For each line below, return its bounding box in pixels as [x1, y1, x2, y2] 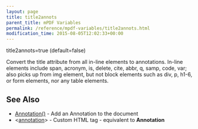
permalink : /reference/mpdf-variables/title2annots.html [6, 25, 150, 31]
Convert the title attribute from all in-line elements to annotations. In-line [6, 59, 183, 66]
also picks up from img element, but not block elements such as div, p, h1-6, [6, 71, 193, 78]
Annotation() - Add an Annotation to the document [14, 110, 139, 117]
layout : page [6, 8, 39, 15]
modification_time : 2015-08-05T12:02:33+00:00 [6, 31, 124, 37]
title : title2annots [6, 14, 58, 20]
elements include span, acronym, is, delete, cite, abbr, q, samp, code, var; [6, 64, 187, 72]
